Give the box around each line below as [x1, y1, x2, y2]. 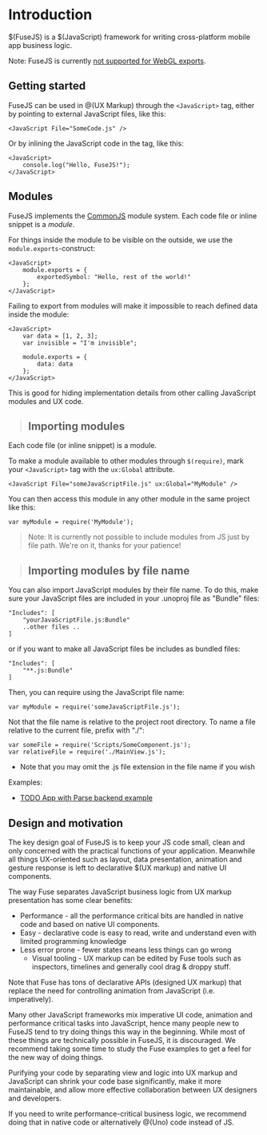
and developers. [8, 1093, 62, 1103]
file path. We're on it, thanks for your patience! [27, 541, 181, 550]
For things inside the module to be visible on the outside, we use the [8, 234, 233, 245]
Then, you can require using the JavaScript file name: [8, 688, 185, 697]
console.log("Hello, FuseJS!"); [22, 161, 130, 169]
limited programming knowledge [19, 937, 127, 945]
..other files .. [22, 623, 81, 631]
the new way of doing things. [8, 1053, 104, 1061]
